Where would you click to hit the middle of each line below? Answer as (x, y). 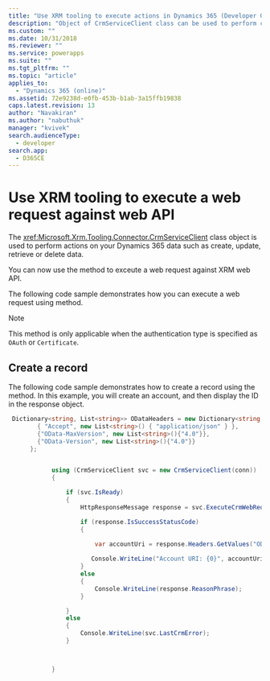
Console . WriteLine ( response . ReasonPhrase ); (168, 588)
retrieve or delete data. (46, 254)
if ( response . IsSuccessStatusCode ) (139, 522)
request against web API (92, 215)
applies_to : (28, 83)
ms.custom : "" (32, 31)
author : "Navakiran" (43, 113)
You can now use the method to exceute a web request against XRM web (129, 270)
